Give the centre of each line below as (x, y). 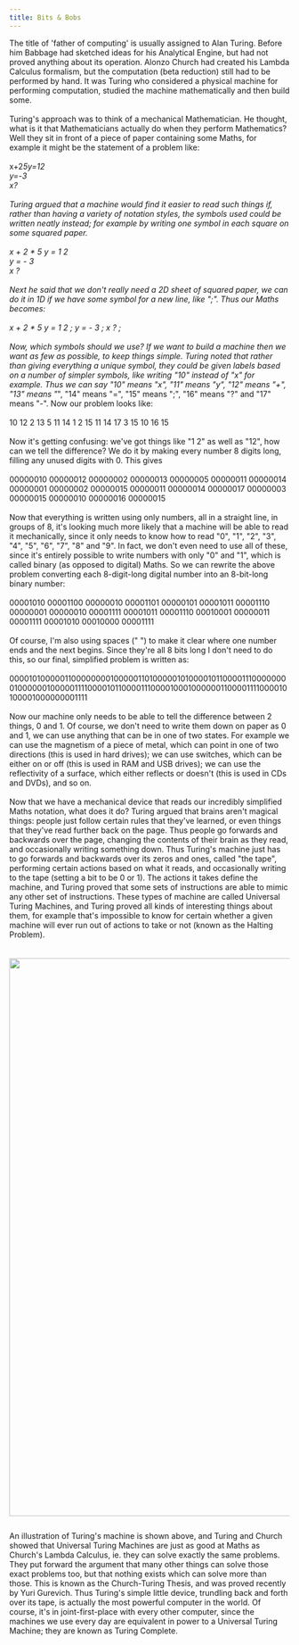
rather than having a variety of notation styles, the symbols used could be (145, 213)
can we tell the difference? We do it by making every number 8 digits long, (145, 451)
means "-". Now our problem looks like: (81, 403)
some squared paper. (48, 232)
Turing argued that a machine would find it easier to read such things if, (141, 204)
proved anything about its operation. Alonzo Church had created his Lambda (149, 62)
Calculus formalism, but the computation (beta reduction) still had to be (140, 71)
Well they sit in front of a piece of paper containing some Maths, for (133, 137)
